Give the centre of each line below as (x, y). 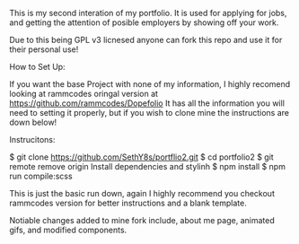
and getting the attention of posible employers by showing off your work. (144, 22)
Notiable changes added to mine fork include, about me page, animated (142, 220)
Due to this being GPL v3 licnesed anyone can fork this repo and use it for (146, 40)
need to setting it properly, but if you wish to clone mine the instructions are (149, 113)
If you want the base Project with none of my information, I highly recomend (150, 84)
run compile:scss (41, 176)
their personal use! (44, 49)
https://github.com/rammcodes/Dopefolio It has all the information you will (147, 103)
